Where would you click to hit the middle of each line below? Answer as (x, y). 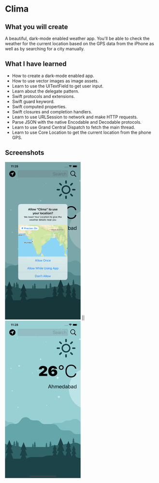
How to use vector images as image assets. (55, 80)
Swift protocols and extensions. (43, 96)
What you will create (37, 27)
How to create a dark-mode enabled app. (53, 76)
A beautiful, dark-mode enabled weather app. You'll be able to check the (77, 38)
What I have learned (36, 64)
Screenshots (25, 153)
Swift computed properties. (39, 106)
